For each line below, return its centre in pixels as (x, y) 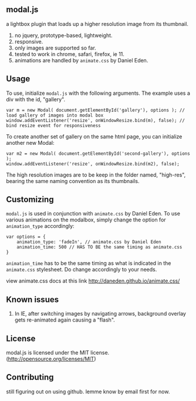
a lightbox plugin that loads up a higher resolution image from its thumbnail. (97, 24)
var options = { (26, 237)
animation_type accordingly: (40, 226)
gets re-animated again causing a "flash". (65, 320)
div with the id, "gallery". (36, 99)
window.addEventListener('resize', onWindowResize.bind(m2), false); (93, 164)
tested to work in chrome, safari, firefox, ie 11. (70, 54)
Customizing (30, 200)
